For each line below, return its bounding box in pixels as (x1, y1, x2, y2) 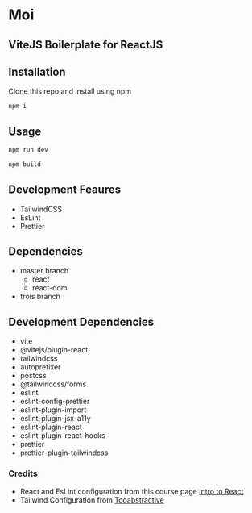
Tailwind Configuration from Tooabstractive (19, 494, 165, 505)
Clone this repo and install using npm (8, 86, 131, 96)
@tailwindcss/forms (19, 379, 87, 389)
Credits (8, 468, 38, 479)
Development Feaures (8, 183, 122, 197)
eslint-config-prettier (19, 397, 90, 407)
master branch (19, 266, 69, 276)
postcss (19, 371, 47, 381)
